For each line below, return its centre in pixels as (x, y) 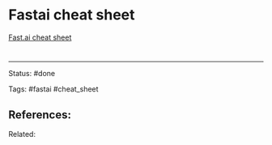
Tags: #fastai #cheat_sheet (53, 89)
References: (40, 115)
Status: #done (32, 74)
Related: (22, 134)
